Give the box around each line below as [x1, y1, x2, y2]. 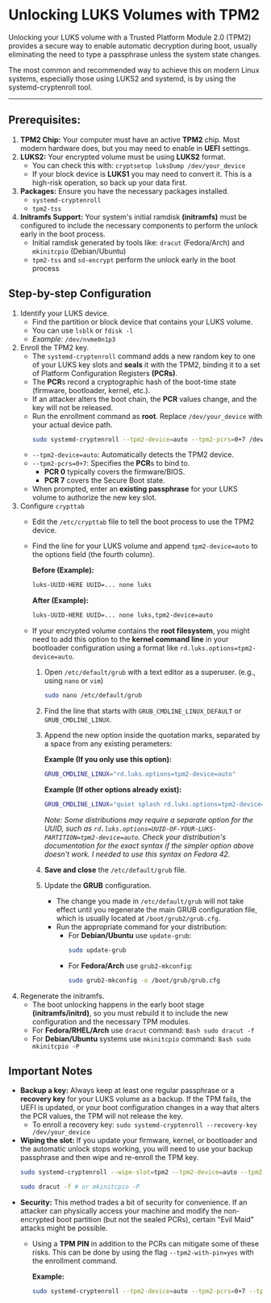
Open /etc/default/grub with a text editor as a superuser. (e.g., [44, 668, 256, 677]
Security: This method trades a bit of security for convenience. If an [19, 1197, 248, 1208]
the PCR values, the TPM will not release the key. [19, 1112, 183, 1121]
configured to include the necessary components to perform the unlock [19, 220, 258, 230]
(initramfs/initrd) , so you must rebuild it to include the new [31, 1008, 228, 1018]
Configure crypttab [19, 501, 85, 511]
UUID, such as [44, 823, 93, 833]
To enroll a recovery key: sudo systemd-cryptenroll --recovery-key [31, 1120, 257, 1129]
